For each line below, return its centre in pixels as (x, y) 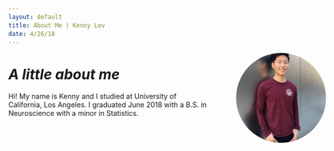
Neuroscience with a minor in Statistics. (74, 113)
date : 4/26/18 (32, 34)
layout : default (35, 17)
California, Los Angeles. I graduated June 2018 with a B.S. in (108, 105)
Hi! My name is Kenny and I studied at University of (93, 97)
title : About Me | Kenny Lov (57, 25)
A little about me (64, 74)
